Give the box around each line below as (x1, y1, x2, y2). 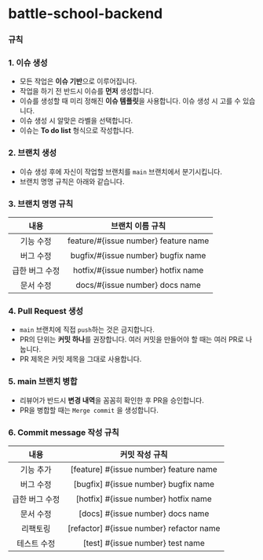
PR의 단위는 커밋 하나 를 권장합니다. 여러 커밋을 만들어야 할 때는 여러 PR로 (19, 335, 244, 344)
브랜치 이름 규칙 (111, 221, 166, 231)
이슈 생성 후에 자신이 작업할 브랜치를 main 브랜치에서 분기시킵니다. (19, 167, 222, 176)
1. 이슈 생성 (8, 57, 48, 68)
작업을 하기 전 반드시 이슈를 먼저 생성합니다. (19, 87, 155, 96)
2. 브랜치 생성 (8, 147, 57, 158)
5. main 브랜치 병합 (8, 376, 78, 387)
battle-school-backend (8, 5, 163, 23)
